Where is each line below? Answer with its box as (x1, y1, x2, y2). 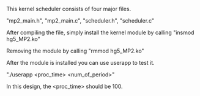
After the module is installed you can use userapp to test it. (6, 59, 155, 66)
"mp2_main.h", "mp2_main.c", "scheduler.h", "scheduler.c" (6, 17, 155, 24)
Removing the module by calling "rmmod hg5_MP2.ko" (6, 47, 145, 54)
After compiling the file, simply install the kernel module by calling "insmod (6, 29, 194, 36)
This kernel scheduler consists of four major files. (6, 6, 131, 12)
